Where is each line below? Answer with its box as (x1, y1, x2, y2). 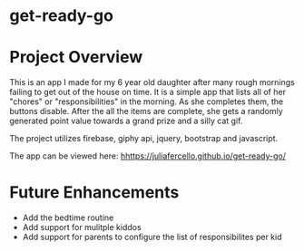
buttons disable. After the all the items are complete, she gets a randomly (9, 106, 283, 117)
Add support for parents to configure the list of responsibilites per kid (22, 232, 282, 243)
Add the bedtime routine (22, 212, 114, 223)
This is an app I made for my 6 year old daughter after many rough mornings (9, 77, 295, 88)
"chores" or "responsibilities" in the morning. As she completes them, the (9, 96, 284, 107)
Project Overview (9, 47, 143, 68)
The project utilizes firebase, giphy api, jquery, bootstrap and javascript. (9, 133, 279, 144)
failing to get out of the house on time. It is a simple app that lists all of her (9, 87, 286, 98)
